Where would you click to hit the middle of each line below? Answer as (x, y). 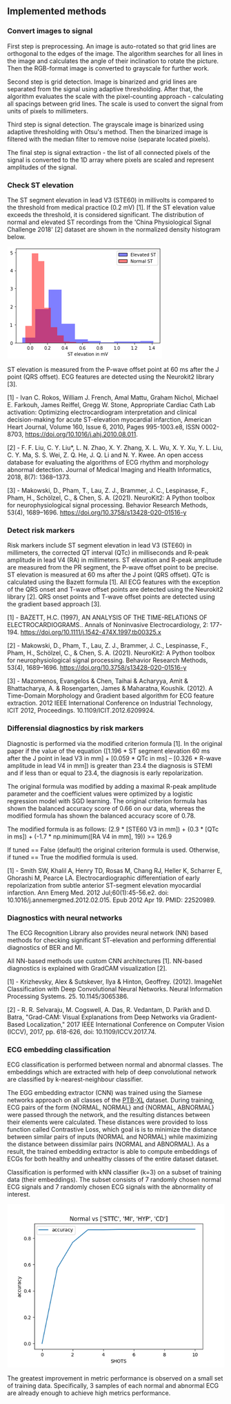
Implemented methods (57, 11)
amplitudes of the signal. (42, 167)
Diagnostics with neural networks (65, 917)
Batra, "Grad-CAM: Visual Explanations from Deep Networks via (98, 1017)
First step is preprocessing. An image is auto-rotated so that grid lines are (112, 46)
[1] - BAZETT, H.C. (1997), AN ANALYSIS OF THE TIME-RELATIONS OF (108, 617)
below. (17, 236)
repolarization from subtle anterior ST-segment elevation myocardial (104, 885)
